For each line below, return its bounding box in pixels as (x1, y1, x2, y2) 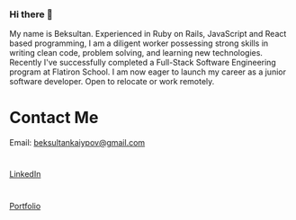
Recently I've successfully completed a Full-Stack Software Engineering (9, 57, 276, 68)
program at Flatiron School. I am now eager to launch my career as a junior (9, 66, 286, 77)
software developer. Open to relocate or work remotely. (9, 76, 215, 87)
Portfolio (9, 200, 41, 211)
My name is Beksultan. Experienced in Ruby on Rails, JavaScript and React (9, 29, 287, 40)
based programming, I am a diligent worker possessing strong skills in (9, 38, 269, 48)
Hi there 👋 (9, 8, 54, 21)
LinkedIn (9, 169, 41, 180)
